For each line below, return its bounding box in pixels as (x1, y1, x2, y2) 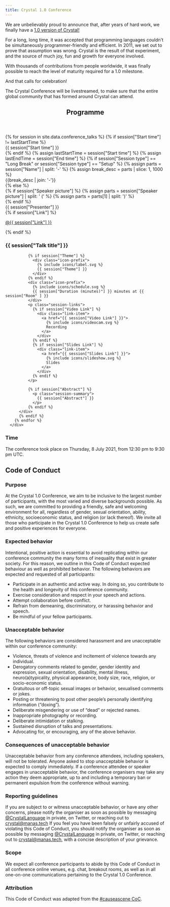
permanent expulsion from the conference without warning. (5, 780, 130, 786)
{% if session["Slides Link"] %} (32, 342, 103, 347)
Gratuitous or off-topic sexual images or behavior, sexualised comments (12, 685, 163, 691)
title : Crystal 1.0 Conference (5, 7, 72, 13)
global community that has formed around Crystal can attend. (5, 93, 134, 99)
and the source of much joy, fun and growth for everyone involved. (5, 53, 145, 59)
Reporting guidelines (5, 793, 58, 800)
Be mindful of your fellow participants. (12, 613, 93, 620)
